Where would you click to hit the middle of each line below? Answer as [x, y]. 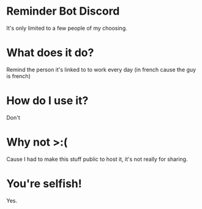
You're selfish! [44, 183]
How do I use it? [47, 101]
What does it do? [50, 53]
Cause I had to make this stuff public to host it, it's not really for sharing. [97, 159]
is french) [18, 76]
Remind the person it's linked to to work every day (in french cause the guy [101, 69]
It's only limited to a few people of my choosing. [67, 28]
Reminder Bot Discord [63, 11]
